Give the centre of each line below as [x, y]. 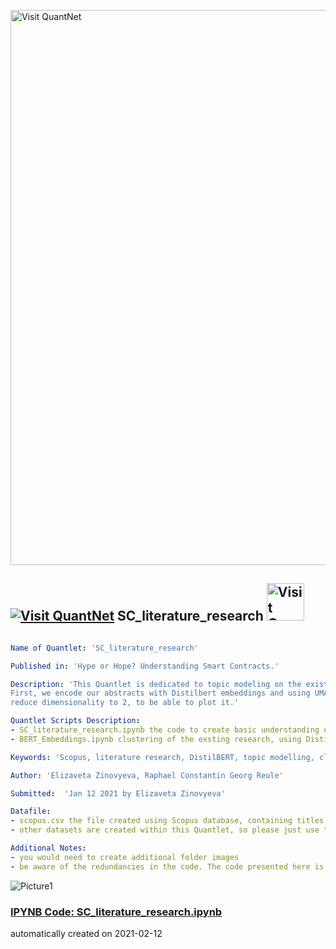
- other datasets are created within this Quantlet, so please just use [165, 830]
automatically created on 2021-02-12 [86, 933]
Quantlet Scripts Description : [75, 721]
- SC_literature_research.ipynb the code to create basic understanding [165, 730]
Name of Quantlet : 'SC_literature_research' [104, 648]
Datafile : [31, 811]
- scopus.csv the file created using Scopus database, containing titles [167, 821]
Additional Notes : [48, 848]
